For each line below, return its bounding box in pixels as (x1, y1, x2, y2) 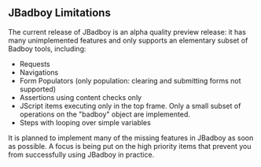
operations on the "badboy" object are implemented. (19, 109, 190, 119)
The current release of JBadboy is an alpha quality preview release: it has (8, 27, 246, 36)
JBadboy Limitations (8, 6, 112, 20)
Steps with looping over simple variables (19, 117, 151, 127)
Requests (19, 59, 50, 69)
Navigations (19, 67, 59, 77)
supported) (19, 84, 57, 94)
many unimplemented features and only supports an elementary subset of (8, 35, 248, 45)
